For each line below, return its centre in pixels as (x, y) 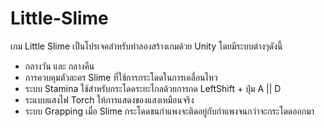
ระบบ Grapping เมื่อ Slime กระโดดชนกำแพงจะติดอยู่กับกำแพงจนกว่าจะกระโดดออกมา (169, 111)
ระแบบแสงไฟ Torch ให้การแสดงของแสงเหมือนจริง (109, 99)
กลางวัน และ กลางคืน (59, 66)
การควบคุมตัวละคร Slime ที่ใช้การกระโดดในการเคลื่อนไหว (121, 77)
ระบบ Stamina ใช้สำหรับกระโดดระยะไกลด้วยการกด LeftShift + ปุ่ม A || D (153, 88)
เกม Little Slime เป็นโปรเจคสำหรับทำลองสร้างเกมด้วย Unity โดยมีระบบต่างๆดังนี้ (146, 46)
